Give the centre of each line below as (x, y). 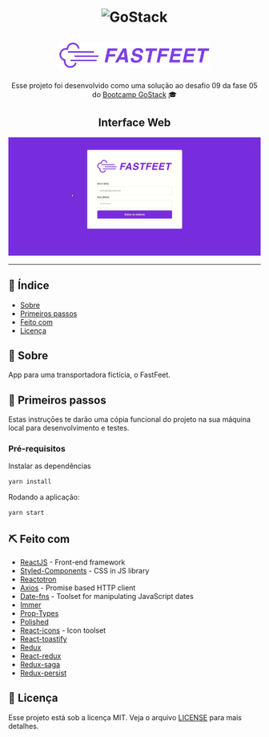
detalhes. (24, 726)
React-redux (40, 656)
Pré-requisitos (37, 449)
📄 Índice (29, 286)
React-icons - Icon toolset (63, 630)
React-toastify (43, 639)
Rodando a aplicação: (44, 497)
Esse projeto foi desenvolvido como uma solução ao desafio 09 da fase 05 (134, 85)
